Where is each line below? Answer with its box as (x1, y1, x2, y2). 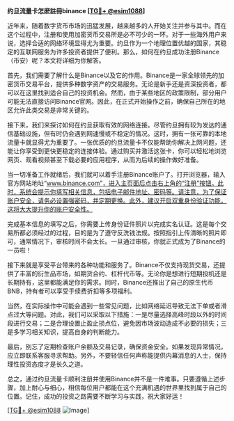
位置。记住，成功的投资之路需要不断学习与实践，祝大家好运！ (7, 392, 185, 400)
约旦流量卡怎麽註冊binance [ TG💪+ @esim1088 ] (7, 7, 146, 15)
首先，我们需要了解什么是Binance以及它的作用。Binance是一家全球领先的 (7, 71, 219, 79)
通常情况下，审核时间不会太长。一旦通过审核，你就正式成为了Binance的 (19, 237, 226, 246)
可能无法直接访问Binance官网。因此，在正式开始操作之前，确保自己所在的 (7, 97, 220, 105)
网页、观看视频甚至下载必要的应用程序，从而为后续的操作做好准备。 (7, 156, 203, 164)
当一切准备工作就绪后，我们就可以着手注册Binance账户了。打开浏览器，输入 (7, 170, 226, 178)
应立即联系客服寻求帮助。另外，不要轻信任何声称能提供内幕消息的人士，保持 (7, 351, 227, 359)
